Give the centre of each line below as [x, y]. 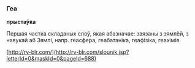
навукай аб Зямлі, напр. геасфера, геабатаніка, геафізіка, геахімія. [94, 40]
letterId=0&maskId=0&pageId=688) [52, 59]
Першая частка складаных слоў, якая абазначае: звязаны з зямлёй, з [97, 34]
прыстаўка [21, 22]
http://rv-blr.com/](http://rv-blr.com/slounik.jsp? [69, 52]
